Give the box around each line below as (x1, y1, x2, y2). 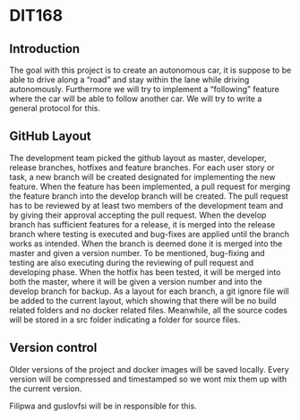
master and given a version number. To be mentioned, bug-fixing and (9, 247, 266, 258)
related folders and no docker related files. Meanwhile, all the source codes (9, 304, 288, 315)
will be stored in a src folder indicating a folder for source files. (9, 314, 241, 325)
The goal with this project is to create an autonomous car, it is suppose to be (9, 64, 292, 75)
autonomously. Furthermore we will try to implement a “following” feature (9, 84, 279, 94)
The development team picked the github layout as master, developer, (9, 152, 267, 163)
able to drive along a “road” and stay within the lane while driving (9, 74, 250, 85)
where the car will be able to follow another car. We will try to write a (9, 93, 262, 104)
